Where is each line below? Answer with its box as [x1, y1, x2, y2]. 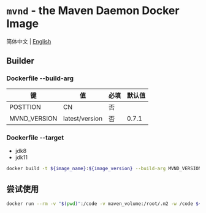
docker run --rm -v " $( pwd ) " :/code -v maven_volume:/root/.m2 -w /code [6, 200, 193, 207]
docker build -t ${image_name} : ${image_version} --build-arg [6, 165, 166, 171]
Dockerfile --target [6, 133, 64, 141]
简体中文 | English [6, 37, 51, 45]
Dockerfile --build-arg [6, 74, 74, 83]
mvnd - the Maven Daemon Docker [6, 4, 180, 18]
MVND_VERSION [9, 114, 58, 122]
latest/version [63, 114, 103, 122]
